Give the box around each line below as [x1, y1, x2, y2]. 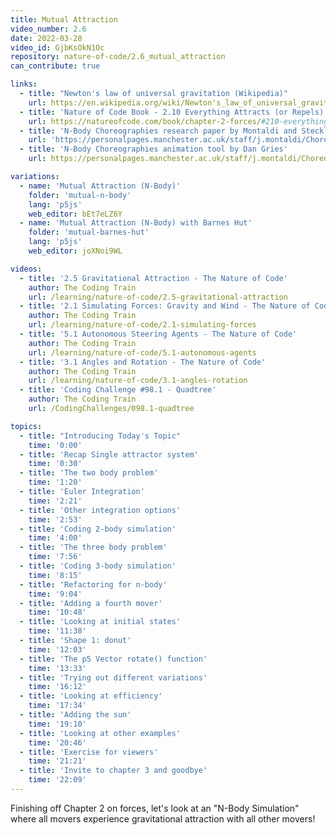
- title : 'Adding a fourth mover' [19, 598, 163, 608]
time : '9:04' [28, 589, 83, 599]
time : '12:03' [28, 644, 87, 655]
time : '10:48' [28, 607, 87, 618]
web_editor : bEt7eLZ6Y [28, 209, 123, 219]
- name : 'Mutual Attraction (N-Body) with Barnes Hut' [19, 218, 253, 228]
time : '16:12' [28, 682, 87, 692]
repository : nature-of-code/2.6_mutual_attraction [10, 52, 226, 62]
